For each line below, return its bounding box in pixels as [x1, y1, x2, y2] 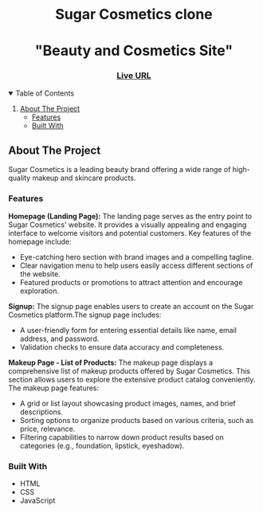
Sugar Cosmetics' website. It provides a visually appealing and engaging [8, 220, 247, 229]
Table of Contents [15, 88, 74, 98]
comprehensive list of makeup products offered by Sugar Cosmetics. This [8, 366, 251, 375]
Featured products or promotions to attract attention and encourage [19, 277, 243, 287]
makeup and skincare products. [32, 173, 136, 183]
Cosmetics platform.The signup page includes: [8, 310, 162, 319]
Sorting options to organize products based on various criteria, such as [19, 415, 253, 425]
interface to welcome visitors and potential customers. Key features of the [8, 228, 252, 237]
